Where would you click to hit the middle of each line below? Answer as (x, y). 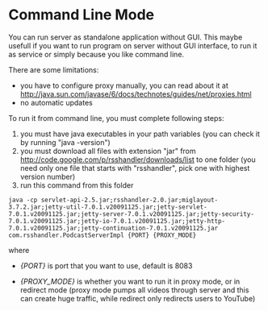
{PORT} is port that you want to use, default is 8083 (106, 265)
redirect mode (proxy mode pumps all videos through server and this (134, 290)
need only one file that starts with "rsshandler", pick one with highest (135, 168)
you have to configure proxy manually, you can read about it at (124, 85)
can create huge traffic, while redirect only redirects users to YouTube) (138, 298)
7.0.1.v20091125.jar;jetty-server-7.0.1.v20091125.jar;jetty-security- (131, 214)
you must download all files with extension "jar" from (108, 151)
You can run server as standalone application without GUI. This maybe (126, 37)
